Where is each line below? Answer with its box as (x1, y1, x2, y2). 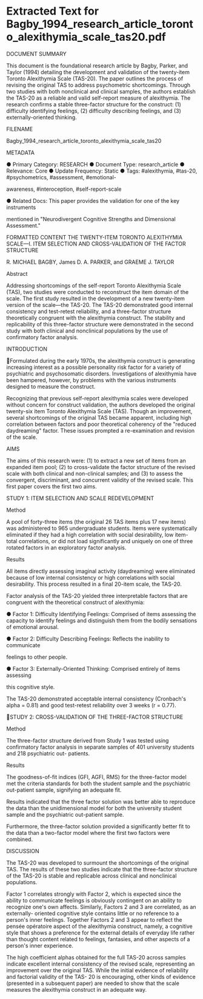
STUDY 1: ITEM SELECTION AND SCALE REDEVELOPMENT (6, 494, 155, 502)
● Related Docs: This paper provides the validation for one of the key (6, 197, 180, 204)
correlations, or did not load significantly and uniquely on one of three (18, 537, 193, 544)
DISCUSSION (6, 847, 39, 854)
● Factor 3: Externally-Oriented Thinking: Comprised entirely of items (6, 665, 181, 672)
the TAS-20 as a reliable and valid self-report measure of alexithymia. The (6, 94, 191, 101)
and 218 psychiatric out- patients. (6, 749, 90, 757)
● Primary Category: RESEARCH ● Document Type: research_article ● (6, 160, 185, 168)
